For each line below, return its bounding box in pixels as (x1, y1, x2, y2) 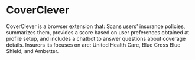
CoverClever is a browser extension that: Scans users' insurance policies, (6, 23, 186, 30)
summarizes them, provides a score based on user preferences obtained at (6, 29, 190, 36)
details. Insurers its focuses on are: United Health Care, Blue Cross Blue (6, 41, 181, 48)
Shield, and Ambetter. (6, 47, 59, 54)
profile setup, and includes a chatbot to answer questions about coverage (6, 35, 186, 42)
